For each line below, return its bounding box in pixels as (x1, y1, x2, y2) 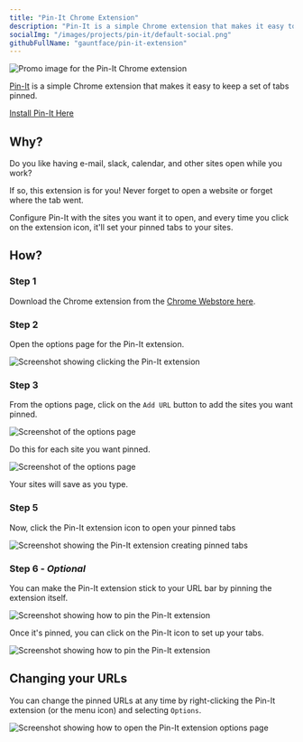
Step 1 (9, 275, 37, 287)
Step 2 (9, 318, 39, 331)
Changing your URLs (9, 671, 128, 687)
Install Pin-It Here (9, 108, 74, 118)
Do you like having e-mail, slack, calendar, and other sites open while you (9, 158, 282, 169)
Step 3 (9, 379, 39, 391)
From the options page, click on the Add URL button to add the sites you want (9, 399, 293, 410)
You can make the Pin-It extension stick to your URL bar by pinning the (9, 582, 272, 593)
